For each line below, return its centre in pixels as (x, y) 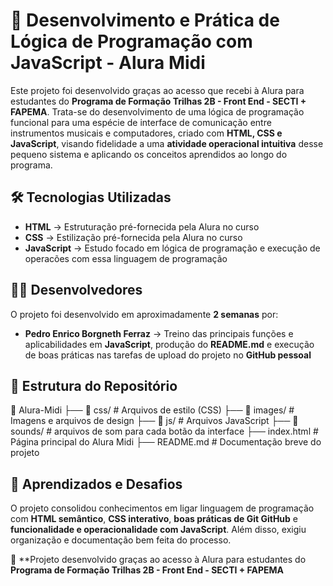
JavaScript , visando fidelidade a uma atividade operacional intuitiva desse (167, 143)
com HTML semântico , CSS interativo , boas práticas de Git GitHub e (154, 519)
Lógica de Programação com (131, 41)
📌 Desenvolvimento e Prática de (145, 20)
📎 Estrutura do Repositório (94, 385)
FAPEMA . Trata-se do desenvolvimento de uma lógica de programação (157, 111)
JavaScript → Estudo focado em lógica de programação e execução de (172, 248)
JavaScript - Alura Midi (108, 63)
